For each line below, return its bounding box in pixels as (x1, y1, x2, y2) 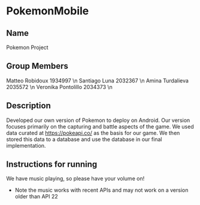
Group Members (6, 61, 69, 71)
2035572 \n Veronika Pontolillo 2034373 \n (6, 83, 113, 90)
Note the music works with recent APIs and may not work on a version (14, 186, 189, 194)
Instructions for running (6, 160, 98, 170)
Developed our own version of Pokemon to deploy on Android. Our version (6, 117, 190, 124)
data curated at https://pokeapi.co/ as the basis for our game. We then (6, 129, 180, 136)
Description (6, 100, 51, 111)
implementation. (6, 142, 46, 149)
